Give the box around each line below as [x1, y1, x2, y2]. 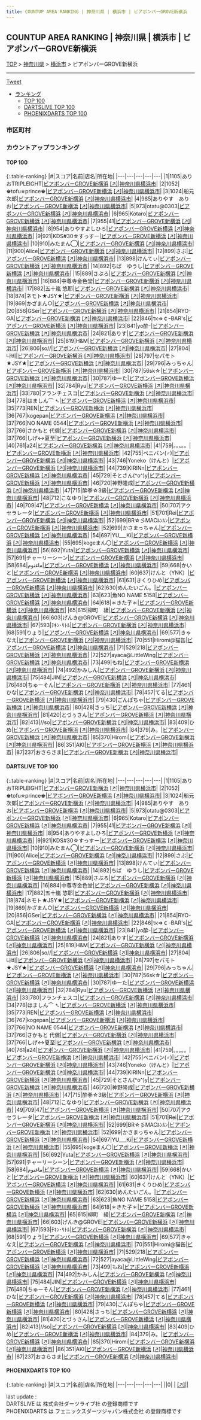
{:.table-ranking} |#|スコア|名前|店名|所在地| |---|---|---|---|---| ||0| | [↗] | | [6, 1381, 189, 1388]
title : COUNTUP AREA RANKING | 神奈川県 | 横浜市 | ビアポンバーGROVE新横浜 [6, 8, 187, 15]
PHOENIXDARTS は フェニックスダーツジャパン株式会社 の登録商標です [6, 1407, 182, 1415]
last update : [6, 1392, 37, 1400]
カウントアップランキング [6, 144, 80, 152]
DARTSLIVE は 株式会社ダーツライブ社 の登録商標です [6, 1400, 139, 1407]
